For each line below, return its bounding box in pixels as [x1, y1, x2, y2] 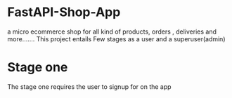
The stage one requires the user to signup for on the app [7, 82, 172, 91]
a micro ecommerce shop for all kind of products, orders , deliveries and [7, 27, 217, 36]
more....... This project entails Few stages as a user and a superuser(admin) [7, 34, 226, 43]
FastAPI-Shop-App [7, 4, 121, 20]
